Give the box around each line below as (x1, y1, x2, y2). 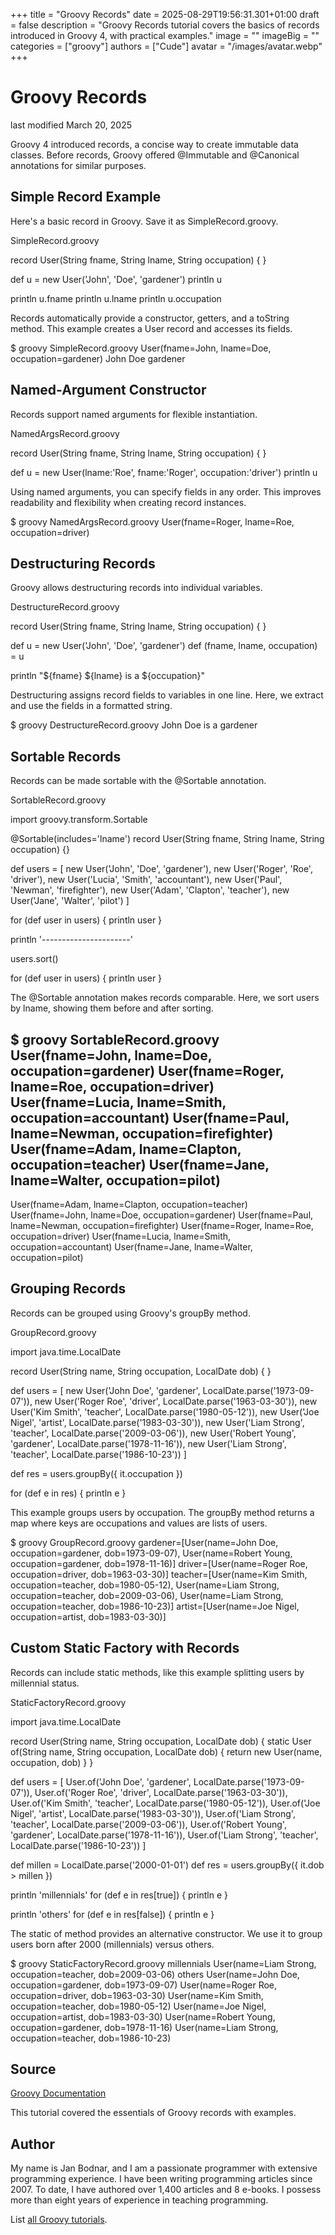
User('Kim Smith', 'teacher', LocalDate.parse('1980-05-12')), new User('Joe (10, 1405, 320, 1418)
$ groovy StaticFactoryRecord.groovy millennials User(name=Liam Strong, (10, 1957, 317, 1969)
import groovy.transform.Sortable (10, 814, 148, 826)
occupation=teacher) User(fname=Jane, (10, 1156, 270, 1173)
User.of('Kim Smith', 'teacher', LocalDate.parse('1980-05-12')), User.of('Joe (10, 1797, 321, 1809)
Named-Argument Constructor (10, 382, 207, 399)
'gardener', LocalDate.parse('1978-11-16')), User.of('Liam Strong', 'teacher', (10, 1829, 319, 1841)
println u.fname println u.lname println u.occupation (10, 292, 222, 304)
